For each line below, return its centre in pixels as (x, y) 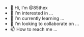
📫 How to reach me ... (34, 29)
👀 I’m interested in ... (32, 13)
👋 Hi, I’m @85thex (29, 8)
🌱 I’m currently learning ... (37, 18)
